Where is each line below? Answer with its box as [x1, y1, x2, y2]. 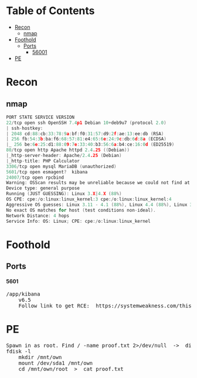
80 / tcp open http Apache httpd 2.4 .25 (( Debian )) [6, 147, 130, 153]
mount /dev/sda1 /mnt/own [18, 360, 93, 367]
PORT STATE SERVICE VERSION [6, 114, 75, 120]
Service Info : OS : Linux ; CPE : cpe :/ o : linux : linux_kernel [6, 218, 151, 224]
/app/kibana [6, 291, 40, 297]
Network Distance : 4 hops [6, 213, 69, 219]
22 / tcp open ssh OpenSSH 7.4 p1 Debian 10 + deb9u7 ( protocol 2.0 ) [6, 119, 167, 126]
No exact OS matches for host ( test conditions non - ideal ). [6, 207, 157, 213]
